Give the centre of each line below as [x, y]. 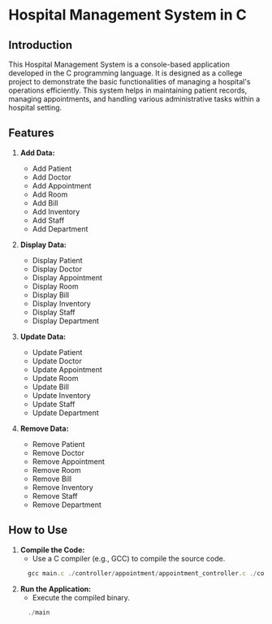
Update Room [55, 378]
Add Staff [48, 220]
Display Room [55, 286]
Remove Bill [52, 479]
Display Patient [57, 260]
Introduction [41, 45]
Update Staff [54, 404]
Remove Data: [44, 428]
